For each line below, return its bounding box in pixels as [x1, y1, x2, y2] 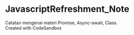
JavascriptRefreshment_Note [5, 3, 130, 15]
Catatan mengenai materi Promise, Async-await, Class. [5, 20, 118, 26]
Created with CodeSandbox [5, 25, 62, 31]
